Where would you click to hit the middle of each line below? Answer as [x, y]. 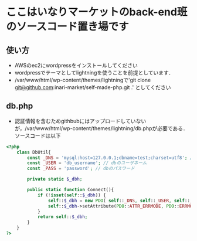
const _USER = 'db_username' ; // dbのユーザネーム [87, 163]
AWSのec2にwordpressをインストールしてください [76, 65]
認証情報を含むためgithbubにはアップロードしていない [80, 121]
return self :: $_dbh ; [62, 217]
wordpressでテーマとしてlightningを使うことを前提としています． [94, 73]
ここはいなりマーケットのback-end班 [97, 12]
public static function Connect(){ [71, 190]
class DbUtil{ [34, 152]
